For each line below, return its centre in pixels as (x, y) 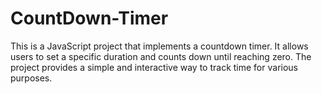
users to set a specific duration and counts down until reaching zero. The (161, 56)
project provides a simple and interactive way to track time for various (154, 67)
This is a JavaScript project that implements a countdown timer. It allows (159, 46)
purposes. (31, 78)
